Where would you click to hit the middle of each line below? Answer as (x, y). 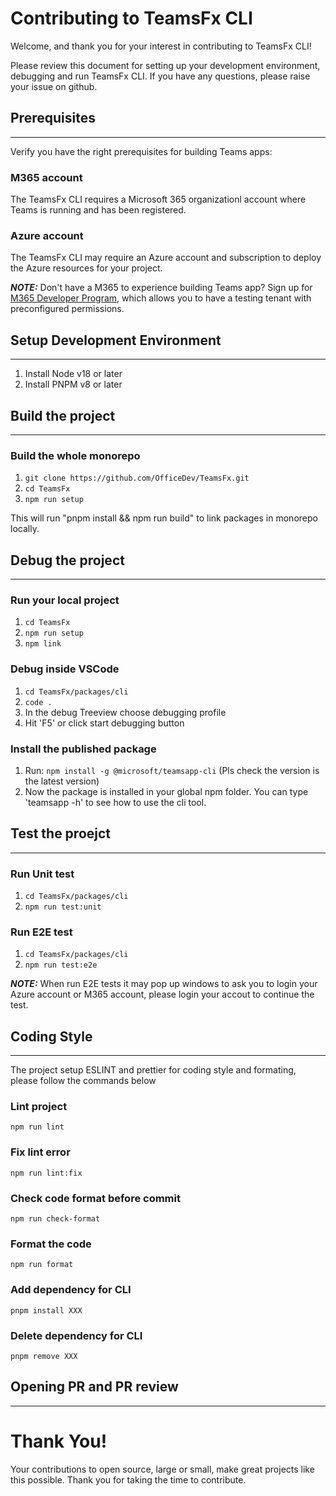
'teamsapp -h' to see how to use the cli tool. (115, 802)
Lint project (39, 1107)
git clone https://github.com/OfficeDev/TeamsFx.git (137, 478)
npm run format (42, 1265)
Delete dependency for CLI (76, 1335)
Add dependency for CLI (71, 1290)
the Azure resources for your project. (86, 268)
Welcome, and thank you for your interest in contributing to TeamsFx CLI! (161, 46)
